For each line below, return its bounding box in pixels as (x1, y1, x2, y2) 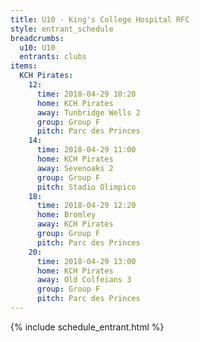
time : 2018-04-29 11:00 (36, 145, 137, 155)
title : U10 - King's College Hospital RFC (10, 14, 190, 25)
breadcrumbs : (10, 33, 65, 43)
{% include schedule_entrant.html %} (10, 321, 165, 333)
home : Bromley (36, 210, 97, 220)
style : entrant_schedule (10, 24, 114, 34)
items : (10, 61, 38, 71)
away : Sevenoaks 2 (36, 163, 114, 173)
